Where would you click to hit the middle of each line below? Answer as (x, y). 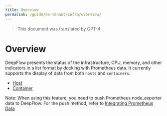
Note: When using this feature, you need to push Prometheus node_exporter (83, 98)
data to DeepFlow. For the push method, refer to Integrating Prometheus (79, 103)
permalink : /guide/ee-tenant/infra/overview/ (53, 14)
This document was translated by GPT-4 (59, 28)
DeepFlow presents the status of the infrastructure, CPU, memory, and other (83, 62)
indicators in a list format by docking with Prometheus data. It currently (78, 68)
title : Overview (22, 10)
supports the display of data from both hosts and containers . (68, 73)
